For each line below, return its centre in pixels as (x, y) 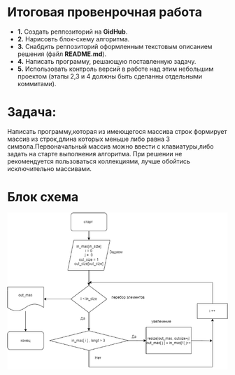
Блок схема (43, 197)
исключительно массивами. (50, 168)
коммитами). (37, 83)
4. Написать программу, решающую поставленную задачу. (107, 61)
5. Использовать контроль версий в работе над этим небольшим (115, 69)
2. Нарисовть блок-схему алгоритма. (73, 39)
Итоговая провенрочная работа (105, 12)
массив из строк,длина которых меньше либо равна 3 (88, 139)
